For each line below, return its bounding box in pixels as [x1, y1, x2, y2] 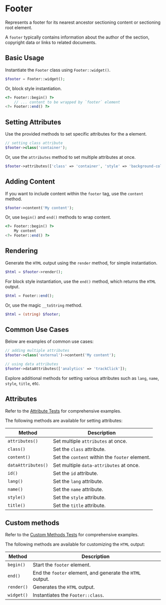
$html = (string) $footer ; [5, 312, 61, 317]
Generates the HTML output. [33, 584, 95, 591]
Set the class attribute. [52, 446, 106, 453]
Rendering [5, 247, 38, 255]
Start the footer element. [33, 561, 91, 568]
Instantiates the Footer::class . [33, 592, 104, 599]
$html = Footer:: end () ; [5, 293, 54, 298]
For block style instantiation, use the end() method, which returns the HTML [5, 278, 157, 284]
